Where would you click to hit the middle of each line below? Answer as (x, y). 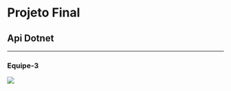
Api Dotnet (31, 38)
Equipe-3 (23, 65)
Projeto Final (44, 13)
